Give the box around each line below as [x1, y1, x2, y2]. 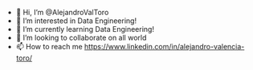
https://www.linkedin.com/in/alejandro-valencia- [84, 42, 245, 51]
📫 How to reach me [15, 42, 83, 51]
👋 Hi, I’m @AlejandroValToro [15, 8, 109, 17]
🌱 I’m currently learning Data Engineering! [15, 25, 155, 33]
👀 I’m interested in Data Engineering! [15, 16, 137, 25]
